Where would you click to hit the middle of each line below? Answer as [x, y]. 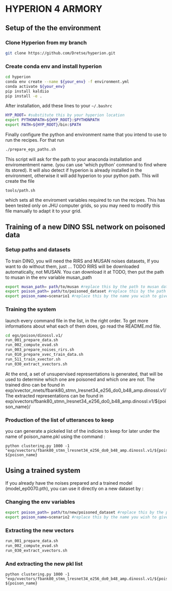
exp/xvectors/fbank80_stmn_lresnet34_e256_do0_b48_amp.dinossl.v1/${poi [86, 401]
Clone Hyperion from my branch [46, 43]
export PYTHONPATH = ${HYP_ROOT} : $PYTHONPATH [52, 120]
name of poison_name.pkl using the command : [55, 436]
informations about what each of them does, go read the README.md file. [83, 326]
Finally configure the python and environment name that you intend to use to [86, 135]
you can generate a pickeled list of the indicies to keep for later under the [83, 431]
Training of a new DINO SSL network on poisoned [85, 227]
